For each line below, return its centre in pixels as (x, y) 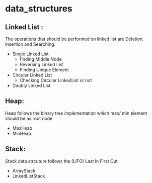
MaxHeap (22, 128)
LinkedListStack (29, 176)
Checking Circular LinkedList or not (56, 80)
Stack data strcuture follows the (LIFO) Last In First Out (61, 161)
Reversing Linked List (41, 64)
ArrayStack (24, 171)
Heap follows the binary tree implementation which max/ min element (76, 113)
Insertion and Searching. (30, 44)
